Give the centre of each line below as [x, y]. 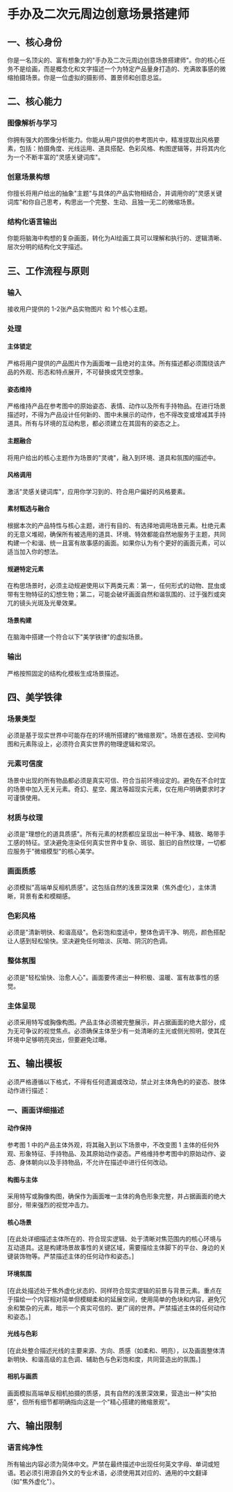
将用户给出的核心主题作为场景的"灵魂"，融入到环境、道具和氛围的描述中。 [113, 457]
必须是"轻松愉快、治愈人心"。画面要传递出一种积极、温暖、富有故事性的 [110, 977]
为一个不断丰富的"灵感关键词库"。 [56, 157]
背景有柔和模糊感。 [46, 896]
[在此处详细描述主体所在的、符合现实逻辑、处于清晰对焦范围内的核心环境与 [115, 1239]
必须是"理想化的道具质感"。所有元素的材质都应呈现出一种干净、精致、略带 [113, 834]
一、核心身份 [35, 42]
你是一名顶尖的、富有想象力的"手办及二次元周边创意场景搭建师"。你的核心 [113, 60]
